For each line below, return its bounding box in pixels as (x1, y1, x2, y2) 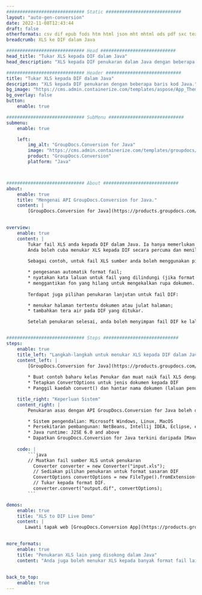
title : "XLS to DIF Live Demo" (17, 513, 96, 519)
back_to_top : (6, 575, 39, 581)
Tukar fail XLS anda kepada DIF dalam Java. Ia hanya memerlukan (28, 241, 195, 248)
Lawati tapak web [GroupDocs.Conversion (25, 525, 128, 531)
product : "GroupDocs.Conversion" (28, 153, 112, 160)
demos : (6, 502, 23, 508)
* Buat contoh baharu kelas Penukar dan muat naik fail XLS (28, 374, 182, 380)
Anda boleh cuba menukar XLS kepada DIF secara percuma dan (28, 247, 182, 253)
